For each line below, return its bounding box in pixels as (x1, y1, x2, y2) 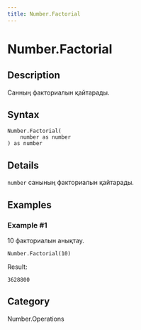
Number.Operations (7, 314, 65, 323)
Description (7, 69, 60, 82)
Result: (7, 262, 28, 271)
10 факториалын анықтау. (7, 236, 85, 245)
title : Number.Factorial (7, 10, 81, 18)
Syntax (7, 109, 40, 121)
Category (7, 296, 50, 308)
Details (7, 159, 39, 171)
